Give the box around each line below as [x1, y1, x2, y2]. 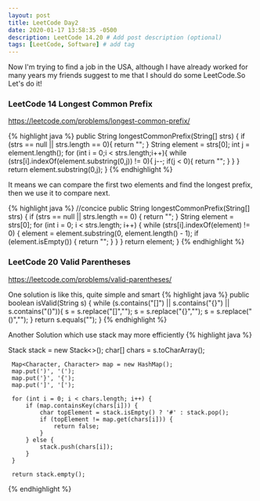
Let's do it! [8, 79, 43, 89]
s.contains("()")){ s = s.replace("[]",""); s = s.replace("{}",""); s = [8, 306, 215, 316]
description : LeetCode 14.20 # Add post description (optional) [8, 33, 222, 42]
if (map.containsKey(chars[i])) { [25, 401, 139, 409]
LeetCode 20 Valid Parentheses [8, 257, 131, 268]
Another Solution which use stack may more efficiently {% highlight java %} [8, 330, 253, 339]
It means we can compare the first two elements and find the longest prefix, [8, 180, 253, 189]
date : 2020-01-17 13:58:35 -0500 [8, 26, 117, 34]
